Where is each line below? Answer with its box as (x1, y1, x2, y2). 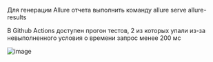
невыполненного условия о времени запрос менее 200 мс (7, 34, 181, 42)
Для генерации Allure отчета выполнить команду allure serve (7, 6, 187, 14)
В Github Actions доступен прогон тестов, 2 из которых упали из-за (7, 27, 205, 34)
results (7, 13, 27, 21)
